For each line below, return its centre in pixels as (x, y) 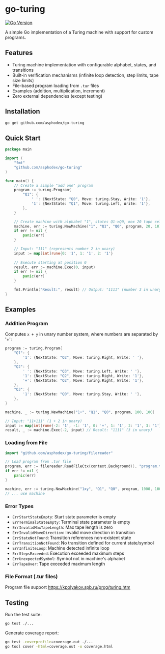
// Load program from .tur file (38, 462)
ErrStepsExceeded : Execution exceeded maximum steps (68, 553)
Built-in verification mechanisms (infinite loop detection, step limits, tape (85, 75)
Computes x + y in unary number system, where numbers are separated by (82, 334)
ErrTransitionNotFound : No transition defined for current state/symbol (83, 543)
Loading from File (26, 443)
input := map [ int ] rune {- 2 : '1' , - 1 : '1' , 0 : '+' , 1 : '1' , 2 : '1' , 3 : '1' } (83, 426)
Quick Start (23, 138)
